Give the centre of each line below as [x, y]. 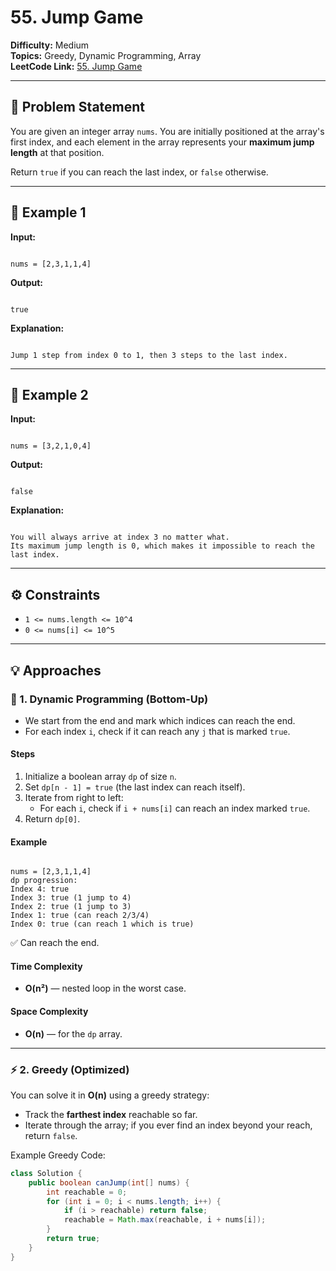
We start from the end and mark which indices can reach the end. [160, 720]
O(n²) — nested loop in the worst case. [105, 988]
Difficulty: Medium [50, 45]
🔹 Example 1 [48, 212]
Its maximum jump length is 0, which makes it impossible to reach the [162, 546]
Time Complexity [46, 966]
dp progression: [44, 881]
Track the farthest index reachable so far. [111, 1114]
